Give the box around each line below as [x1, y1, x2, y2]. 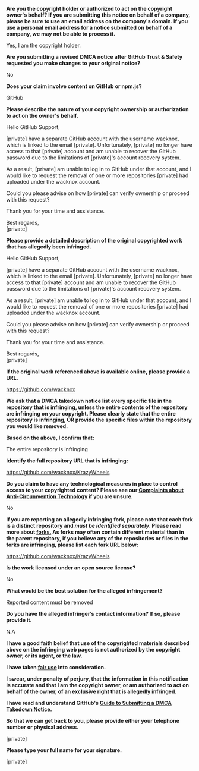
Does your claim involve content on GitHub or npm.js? [6, 83, 142, 90]
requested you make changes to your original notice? [6, 59, 141, 67]
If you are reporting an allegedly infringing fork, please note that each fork [6, 516, 193, 523]
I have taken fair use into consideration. [6, 664, 106, 671]
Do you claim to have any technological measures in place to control [6, 480, 178, 487]
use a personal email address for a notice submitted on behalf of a [6, 24, 173, 31]
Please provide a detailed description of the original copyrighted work [6, 237, 182, 244]
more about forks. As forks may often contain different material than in [6, 528, 184, 536]
